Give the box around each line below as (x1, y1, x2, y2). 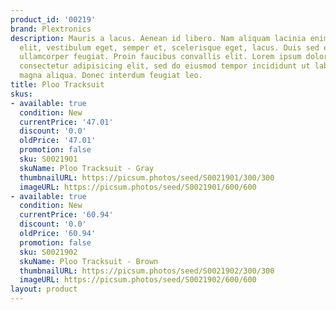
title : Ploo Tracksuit (10, 80, 105, 90)
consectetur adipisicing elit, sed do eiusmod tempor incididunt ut (19, 61, 311, 71)
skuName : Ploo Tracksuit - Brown (19, 256, 159, 266)
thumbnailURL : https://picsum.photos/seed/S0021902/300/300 (19, 266, 275, 276)
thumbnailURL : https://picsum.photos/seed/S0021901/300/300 (19, 172, 275, 183)
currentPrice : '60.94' (19, 210, 114, 220)
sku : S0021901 (19, 154, 78, 164)
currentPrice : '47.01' (19, 117, 114, 127)
